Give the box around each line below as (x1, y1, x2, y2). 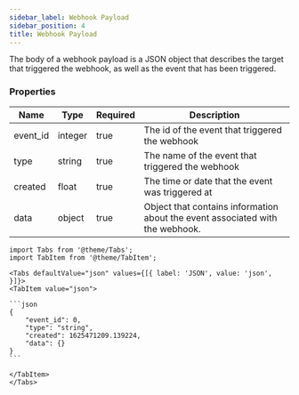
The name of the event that (143, 149, 257, 161)
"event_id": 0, (25, 315, 82, 325)
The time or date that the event (143, 174, 273, 187)
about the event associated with (143, 211, 278, 223)
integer (57, 129, 88, 141)
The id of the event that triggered (143, 124, 282, 136)
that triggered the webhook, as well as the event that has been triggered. (9, 63, 277, 74)
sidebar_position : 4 (9, 21, 86, 30)
